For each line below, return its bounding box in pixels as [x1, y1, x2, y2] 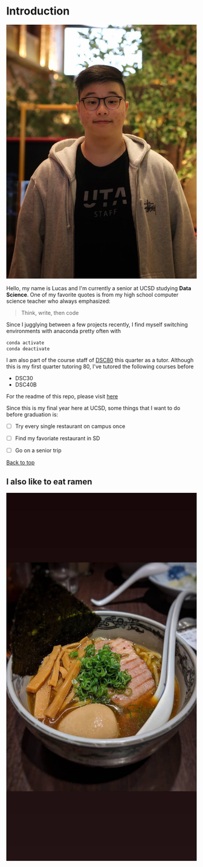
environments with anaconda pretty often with [6, 327, 121, 334]
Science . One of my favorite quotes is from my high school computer [6, 291, 179, 298]
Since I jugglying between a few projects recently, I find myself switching [6, 320, 188, 328]
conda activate [6, 340, 45, 346]
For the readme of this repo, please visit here [6, 392, 118, 400]
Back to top [6, 459, 35, 466]
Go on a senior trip [14, 447, 62, 454]
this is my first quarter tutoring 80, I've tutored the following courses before [6, 363, 194, 370]
